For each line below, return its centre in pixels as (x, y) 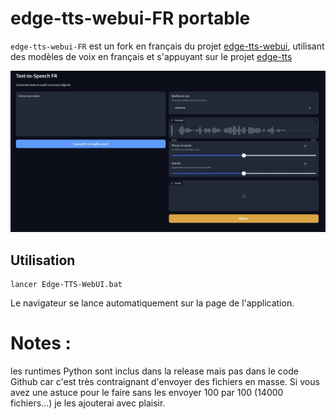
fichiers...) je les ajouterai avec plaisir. (88, 403)
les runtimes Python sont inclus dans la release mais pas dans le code (154, 371)
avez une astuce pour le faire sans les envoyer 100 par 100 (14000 (147, 393)
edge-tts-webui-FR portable (130, 18)
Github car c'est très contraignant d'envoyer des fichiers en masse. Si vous (165, 382)
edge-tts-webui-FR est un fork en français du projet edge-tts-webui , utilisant (167, 46)
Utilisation (43, 260)
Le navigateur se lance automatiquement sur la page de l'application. (152, 303)
